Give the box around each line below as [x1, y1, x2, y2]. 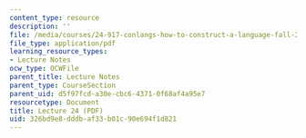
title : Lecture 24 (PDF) [9, 106, 104, 115]
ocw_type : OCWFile [9, 64, 79, 74]
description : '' [9, 22, 71, 31]
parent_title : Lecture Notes [9, 73, 120, 82]
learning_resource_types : [9, 47, 107, 56]
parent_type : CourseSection [9, 81, 117, 90]
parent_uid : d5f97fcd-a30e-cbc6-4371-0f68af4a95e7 [9, 89, 206, 98]
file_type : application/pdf [9, 38, 117, 48]
